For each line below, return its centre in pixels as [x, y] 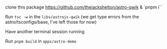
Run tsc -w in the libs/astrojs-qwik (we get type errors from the [72, 17]
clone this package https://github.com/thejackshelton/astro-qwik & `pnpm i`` [84, 7]
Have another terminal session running [45, 31]
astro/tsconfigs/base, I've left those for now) [51, 22]
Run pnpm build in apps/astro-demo [41, 41]
